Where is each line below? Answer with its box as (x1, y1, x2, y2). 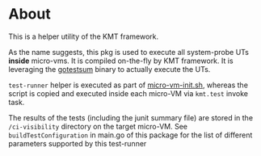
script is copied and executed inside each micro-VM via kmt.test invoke (8, 88, 249, 98)
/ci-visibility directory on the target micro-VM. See (8, 121, 188, 131)
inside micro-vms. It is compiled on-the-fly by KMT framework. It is (8, 56, 234, 65)
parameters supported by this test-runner (8, 138, 147, 148)
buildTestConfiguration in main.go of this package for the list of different (8, 130, 253, 140)
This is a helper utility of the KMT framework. (8, 32, 159, 41)
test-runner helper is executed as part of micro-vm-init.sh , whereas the (8, 80, 249, 90)
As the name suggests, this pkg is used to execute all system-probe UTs (8, 47, 249, 57)
